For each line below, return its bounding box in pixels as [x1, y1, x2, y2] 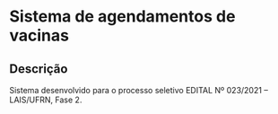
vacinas [9, 25, 70, 46]
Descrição [9, 61, 68, 76]
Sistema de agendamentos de [9, 6, 236, 27]
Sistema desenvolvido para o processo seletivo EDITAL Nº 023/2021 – [9, 85, 269, 95]
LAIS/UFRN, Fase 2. [9, 94, 83, 105]
